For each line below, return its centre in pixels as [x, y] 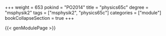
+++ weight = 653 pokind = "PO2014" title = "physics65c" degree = [77, 7]
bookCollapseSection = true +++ [40, 18]
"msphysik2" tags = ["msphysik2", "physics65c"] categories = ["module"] [83, 13]
